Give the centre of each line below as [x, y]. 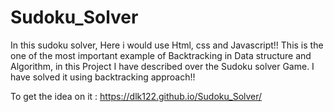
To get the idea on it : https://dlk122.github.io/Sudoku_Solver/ [136, 96]
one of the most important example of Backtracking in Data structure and [161, 55]
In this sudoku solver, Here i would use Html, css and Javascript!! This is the [167, 45]
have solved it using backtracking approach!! [103, 77]
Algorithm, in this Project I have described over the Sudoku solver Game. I [162, 66]
